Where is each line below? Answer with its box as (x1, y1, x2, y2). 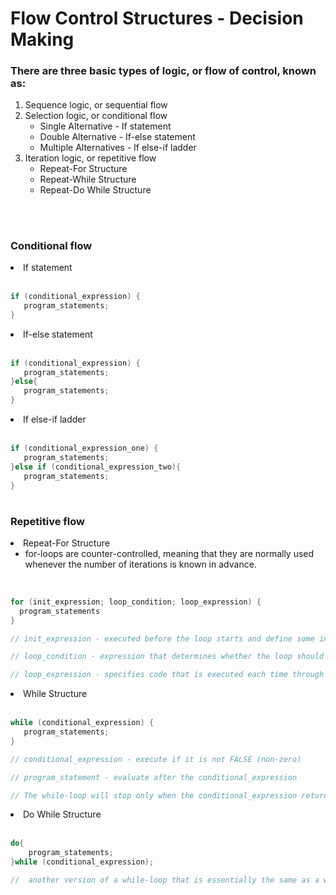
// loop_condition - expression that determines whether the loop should (10, 652, 325, 662)
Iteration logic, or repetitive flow (24, 152, 157, 164)
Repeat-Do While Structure (39, 184, 152, 196)
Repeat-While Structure (39, 173, 137, 186)
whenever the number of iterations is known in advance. (24, 558, 257, 570)
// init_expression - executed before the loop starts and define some (10, 633, 315, 644)
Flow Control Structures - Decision (10, 7, 304, 30)
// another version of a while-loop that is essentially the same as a (10, 875, 320, 886)
